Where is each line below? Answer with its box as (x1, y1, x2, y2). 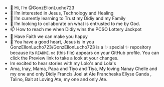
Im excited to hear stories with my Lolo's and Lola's (10, 60, 116, 66)
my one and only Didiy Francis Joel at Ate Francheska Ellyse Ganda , (10, 71, 152, 77)
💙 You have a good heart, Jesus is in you (10, 39, 94, 44)
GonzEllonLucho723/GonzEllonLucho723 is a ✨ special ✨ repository (10, 44, 151, 50)
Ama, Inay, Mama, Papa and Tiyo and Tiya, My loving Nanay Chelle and (10, 65, 157, 71)
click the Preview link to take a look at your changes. (10, 55, 119, 61)
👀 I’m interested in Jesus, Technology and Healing (10, 10, 114, 16)
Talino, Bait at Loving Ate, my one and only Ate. (10, 76, 108, 82)
